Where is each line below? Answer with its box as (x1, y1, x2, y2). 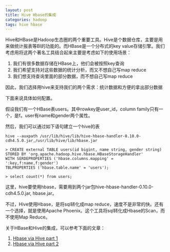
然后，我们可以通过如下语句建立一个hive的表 (5, 123, 100, 130)
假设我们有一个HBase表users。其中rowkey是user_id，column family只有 (5, 106, 159, 112)
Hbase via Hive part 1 (12, 235, 58, 242)
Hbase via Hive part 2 (12, 241, 59, 247)
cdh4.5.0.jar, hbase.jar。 (5, 190, 57, 196)
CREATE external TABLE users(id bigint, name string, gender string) (10, 147, 162, 152)
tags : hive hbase (5, 22, 43, 27)
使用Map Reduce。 (9, 214, 50, 220)
